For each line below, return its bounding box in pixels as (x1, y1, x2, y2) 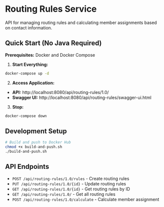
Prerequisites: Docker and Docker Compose (5, 52, 95, 58)
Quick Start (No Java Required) (5, 39, 102, 47)
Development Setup (5, 127, 67, 135)
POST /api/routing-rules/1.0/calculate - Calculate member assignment (12, 196, 160, 202)
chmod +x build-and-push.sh (5, 144, 63, 150)
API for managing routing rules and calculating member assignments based (5, 20, 157, 25)
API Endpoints (5, 162, 49, 171)
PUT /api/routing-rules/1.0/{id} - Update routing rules (12, 181, 126, 186)
